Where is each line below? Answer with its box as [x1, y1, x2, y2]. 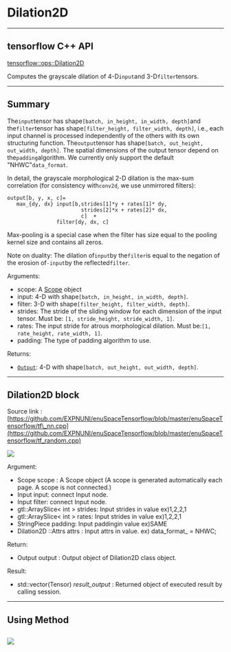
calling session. [16, 587, 62, 596]
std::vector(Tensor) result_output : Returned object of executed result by [16, 581, 223, 589]
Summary [7, 98, 50, 111]
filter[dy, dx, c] [56, 218, 109, 225]
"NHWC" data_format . [7, 160, 68, 169]
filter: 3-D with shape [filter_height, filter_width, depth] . [16, 300, 190, 308]
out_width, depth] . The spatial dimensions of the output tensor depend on [7, 146, 219, 154]
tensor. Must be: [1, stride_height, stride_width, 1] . [16, 314, 175, 322]
